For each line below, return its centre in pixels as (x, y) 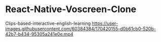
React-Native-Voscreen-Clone (71, 9)
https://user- (105, 23)
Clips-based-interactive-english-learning (48, 23)
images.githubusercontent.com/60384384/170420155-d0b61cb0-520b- (80, 28)
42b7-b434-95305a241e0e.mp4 (39, 34)
